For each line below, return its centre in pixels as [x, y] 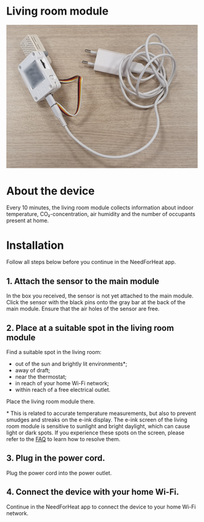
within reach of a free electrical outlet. [63, 389]
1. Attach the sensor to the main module [83, 281]
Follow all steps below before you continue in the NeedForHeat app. [91, 262]
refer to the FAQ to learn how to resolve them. [63, 439]
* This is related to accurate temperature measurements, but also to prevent [101, 413]
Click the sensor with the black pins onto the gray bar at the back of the [96, 302]
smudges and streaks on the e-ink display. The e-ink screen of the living [97, 419]
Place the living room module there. [51, 401]
